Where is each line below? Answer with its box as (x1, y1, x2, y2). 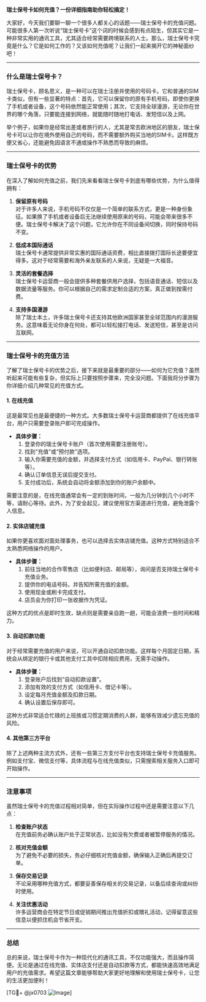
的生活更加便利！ (6, 977, 50, 984)
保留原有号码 (15, 197, 48, 205)
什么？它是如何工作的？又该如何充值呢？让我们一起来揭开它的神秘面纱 (17, 42, 194, 49)
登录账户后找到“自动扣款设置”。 (24, 675, 105, 683)
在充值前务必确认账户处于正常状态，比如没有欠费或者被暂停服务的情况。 (15, 831, 198, 838)
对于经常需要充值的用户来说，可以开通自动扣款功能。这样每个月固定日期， (6, 647, 194, 654)
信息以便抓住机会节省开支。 (15, 916, 86, 923)
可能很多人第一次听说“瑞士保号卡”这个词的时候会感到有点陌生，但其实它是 (6, 27, 194, 34)
